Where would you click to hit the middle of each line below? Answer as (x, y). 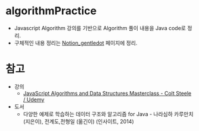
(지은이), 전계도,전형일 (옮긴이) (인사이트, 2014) (79, 121)
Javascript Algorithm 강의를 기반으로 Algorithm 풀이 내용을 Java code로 (100, 28)
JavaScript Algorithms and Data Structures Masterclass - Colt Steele (107, 93)
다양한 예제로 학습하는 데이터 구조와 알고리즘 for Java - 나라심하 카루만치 (108, 114)
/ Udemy (34, 100)
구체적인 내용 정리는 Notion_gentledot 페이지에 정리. (76, 43)
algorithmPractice (51, 11)
